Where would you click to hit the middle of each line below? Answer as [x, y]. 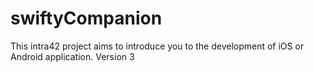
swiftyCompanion [86, 18]
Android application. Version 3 [72, 56]
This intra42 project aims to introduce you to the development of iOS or [157, 46]
